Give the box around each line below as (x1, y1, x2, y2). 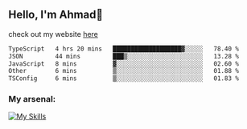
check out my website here (8, 29, 99, 38)
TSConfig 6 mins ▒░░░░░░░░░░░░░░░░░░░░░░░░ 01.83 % (8, 75, 240, 83)
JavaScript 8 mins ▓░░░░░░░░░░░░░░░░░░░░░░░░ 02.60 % (8, 59, 240, 68)
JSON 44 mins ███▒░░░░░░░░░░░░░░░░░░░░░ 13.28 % (8, 52, 240, 60)
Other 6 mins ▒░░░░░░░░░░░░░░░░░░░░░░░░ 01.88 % (8, 67, 240, 75)
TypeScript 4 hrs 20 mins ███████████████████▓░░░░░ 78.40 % (8, 45, 240, 53)
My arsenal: (8, 94, 56, 105)
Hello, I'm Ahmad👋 (8, 8, 104, 22)
